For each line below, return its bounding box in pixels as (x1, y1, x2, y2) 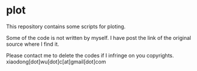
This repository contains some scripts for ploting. (6, 23, 126, 30)
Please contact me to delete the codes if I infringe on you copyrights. (6, 52, 174, 59)
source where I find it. (6, 40, 60, 48)
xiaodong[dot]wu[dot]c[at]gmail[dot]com (6, 58, 106, 65)
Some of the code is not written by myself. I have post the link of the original (6, 34, 192, 41)
